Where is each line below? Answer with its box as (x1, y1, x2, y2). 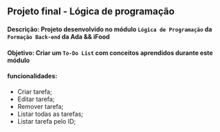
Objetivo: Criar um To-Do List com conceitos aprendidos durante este (7, 48, 214, 57)
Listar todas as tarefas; (17, 110, 84, 118)
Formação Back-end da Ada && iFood (7, 32, 110, 41)
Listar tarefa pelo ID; (17, 117, 77, 125)
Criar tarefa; (17, 87, 52, 96)
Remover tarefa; (17, 102, 64, 110)
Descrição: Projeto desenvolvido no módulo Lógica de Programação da (7, 24, 212, 34)
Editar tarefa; (17, 94, 55, 103)
